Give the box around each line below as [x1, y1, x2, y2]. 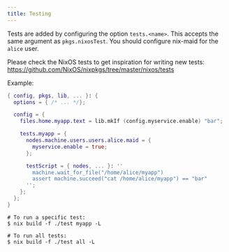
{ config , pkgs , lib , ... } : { [7, 92, 98, 99]
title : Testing [7, 10, 52, 17]
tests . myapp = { [20, 131, 68, 138]
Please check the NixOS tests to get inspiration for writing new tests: [7, 57, 205, 66]
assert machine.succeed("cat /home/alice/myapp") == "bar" [32, 175, 208, 182]
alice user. [7, 44, 39, 52]
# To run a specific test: [7, 214, 86, 221]
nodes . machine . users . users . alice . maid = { [25, 137, 152, 144]
